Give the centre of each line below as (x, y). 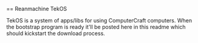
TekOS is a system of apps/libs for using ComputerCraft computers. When (99, 20)
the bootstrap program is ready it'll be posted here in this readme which (96, 27)
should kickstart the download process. (56, 33)
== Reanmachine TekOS (37, 9)
